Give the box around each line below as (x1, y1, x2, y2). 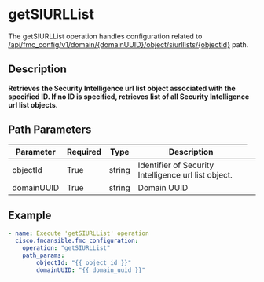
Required (66, 146, 102, 157)
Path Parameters (8, 123, 92, 137)
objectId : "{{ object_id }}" (36, 258, 132, 266)
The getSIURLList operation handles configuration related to (8, 31, 203, 41)
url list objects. (8, 100, 58, 109)
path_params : (22, 251, 65, 259)
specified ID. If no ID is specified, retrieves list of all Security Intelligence (8, 92, 250, 101)
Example (8, 208, 52, 222)
